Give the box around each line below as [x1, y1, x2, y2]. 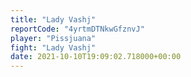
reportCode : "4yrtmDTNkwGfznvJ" [10, 24, 145, 34]
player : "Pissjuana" [10, 33, 97, 43]
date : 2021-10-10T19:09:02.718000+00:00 [10, 52, 182, 62]
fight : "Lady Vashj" [10, 42, 97, 53]
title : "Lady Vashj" [10, 14, 97, 25]
